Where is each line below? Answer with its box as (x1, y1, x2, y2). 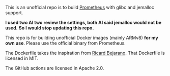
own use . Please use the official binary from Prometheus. (5, 40, 126, 46)
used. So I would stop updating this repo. (5, 25, 94, 31)
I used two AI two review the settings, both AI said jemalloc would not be (5, 20, 162, 25)
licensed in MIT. (5, 55, 39, 61)
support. (5, 10, 23, 16)
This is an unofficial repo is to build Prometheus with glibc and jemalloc (5, 5, 154, 10)
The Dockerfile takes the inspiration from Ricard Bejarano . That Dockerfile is (5, 50, 165, 56)
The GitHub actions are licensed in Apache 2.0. (5, 65, 104, 71)
